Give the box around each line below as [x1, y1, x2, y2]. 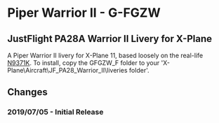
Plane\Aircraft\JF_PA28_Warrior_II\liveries [7, 66, 128, 74]
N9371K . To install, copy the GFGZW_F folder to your [7, 59, 160, 67]
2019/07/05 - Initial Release [7, 107, 104, 117]
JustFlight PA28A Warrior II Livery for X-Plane [7, 33, 213, 45]
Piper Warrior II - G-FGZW [7, 5, 161, 21]
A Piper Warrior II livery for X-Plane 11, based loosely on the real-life [7, 51, 204, 59]
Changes [7, 86, 48, 99]
